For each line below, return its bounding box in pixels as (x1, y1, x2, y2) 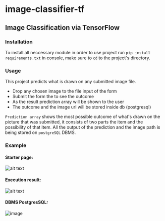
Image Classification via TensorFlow (5, 23, 120, 32)
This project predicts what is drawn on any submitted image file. (5, 79, 136, 85)
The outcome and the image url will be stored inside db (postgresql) (12, 104, 151, 110)
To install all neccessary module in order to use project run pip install (5, 49, 151, 55)
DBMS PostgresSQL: (5, 199, 49, 205)
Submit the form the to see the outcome (12, 94, 94, 100)
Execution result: (5, 177, 41, 183)
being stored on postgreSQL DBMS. (5, 129, 76, 135)
